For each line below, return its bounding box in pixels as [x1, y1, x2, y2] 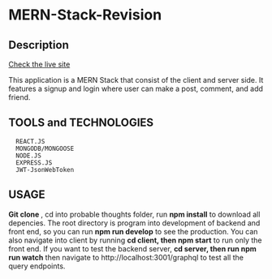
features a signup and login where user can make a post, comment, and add [8, 84, 264, 93]
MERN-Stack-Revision [8, 6, 162, 24]
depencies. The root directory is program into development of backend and [8, 217, 261, 228]
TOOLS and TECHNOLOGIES [8, 116, 154, 130]
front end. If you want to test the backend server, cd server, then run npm [8, 243, 257, 253]
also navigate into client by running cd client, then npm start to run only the [8, 235, 262, 245]
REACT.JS [15, 137, 45, 145]
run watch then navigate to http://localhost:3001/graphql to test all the [8, 252, 244, 262]
